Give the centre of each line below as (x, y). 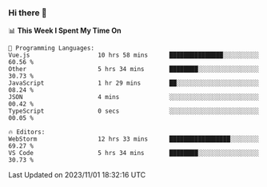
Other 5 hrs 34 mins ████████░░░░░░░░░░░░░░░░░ (134, 70)
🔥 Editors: (27, 132)
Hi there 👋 (28, 13)
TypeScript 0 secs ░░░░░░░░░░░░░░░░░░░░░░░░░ (134, 111)
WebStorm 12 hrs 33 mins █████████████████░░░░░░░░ (134, 139)
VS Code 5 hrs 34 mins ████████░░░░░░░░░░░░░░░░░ (134, 153)
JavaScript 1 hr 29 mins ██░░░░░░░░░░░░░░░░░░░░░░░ (134, 83)
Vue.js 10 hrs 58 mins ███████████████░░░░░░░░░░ (134, 55)
